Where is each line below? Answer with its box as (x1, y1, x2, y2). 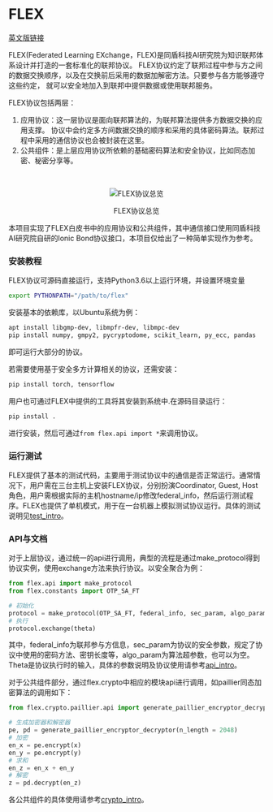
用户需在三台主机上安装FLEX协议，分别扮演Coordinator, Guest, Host (29, 480, 258, 490)
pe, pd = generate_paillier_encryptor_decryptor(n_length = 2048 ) (8, 726, 238, 735)
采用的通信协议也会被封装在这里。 (34, 135, 149, 145)
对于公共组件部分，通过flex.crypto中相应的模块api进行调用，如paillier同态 (8, 677, 255, 687)
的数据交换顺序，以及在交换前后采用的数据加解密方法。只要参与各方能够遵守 (8, 70, 265, 80)
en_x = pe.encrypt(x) (8, 741, 82, 749)
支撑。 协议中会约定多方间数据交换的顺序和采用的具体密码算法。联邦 (27, 125, 258, 135)
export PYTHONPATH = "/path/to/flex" (8, 292, 129, 300)
